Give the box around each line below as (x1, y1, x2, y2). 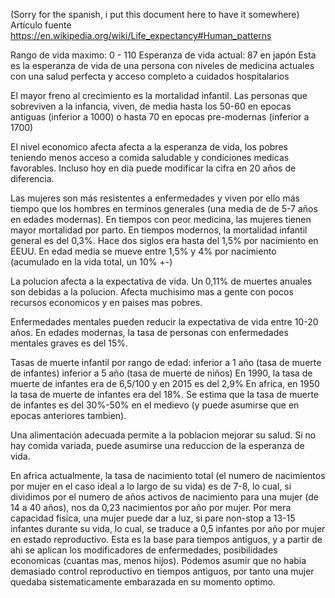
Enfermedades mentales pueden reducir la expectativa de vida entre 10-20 (10, 316, 319, 328)
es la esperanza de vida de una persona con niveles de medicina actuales (10, 60, 315, 71)
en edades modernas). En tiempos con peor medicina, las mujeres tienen (10, 214, 312, 225)
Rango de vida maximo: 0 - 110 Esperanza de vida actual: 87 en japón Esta (10, 49, 317, 61)
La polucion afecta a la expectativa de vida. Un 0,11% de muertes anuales (10, 275, 313, 287)
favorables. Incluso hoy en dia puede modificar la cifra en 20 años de (10, 162, 297, 174)
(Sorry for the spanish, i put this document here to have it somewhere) (10, 9, 300, 20)
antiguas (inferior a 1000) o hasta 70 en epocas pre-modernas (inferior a (10, 111, 310, 123)
